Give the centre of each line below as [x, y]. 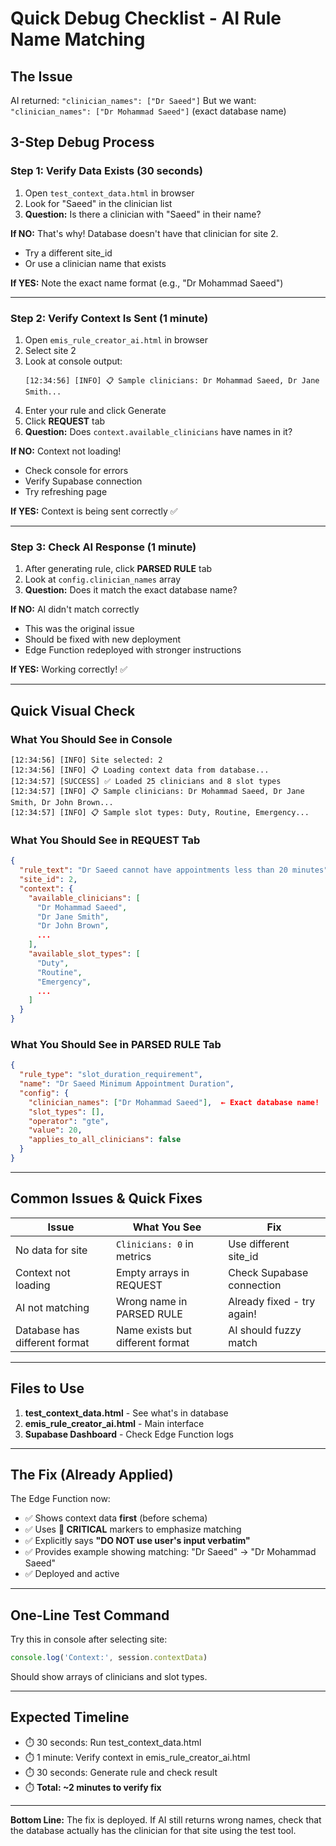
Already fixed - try [272, 1301]
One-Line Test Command [90, 1615]
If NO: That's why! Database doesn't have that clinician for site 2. [144, 233]
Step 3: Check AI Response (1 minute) [103, 547]
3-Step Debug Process [82, 142]
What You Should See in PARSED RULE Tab [116, 1044]
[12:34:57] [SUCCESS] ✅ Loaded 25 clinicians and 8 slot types [146, 781]
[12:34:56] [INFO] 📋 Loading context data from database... [140, 770]
